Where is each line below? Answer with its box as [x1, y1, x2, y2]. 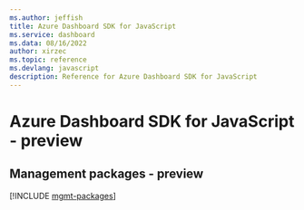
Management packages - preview [9, 167, 204, 182]
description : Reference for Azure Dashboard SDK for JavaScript [9, 72, 258, 81]
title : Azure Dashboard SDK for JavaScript [9, 22, 177, 31]
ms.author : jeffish [9, 13, 83, 23]
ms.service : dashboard [9, 30, 95, 39]
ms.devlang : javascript [9, 64, 100, 73]
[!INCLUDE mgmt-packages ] [9, 190, 116, 201]
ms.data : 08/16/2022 [9, 38, 88, 48]
